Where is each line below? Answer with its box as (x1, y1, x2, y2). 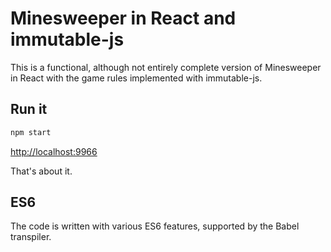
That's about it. (10, 165, 73, 177)
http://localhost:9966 (10, 145, 98, 157)
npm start (10, 127, 52, 137)
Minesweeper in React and (10, 7, 237, 30)
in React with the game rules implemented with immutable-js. (10, 72, 263, 84)
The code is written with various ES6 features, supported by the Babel (10, 220, 300, 232)
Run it (10, 101, 48, 118)
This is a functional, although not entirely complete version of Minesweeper (10, 61, 322, 73)
